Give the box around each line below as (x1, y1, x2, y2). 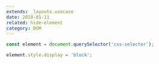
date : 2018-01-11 (6, 14, 50, 20)
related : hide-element (6, 20, 63, 25)
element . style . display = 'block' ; (6, 52, 93, 58)
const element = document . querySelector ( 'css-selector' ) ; (6, 41, 154, 47)
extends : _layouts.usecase (6, 8, 74, 15)
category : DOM (6, 25, 42, 31)
